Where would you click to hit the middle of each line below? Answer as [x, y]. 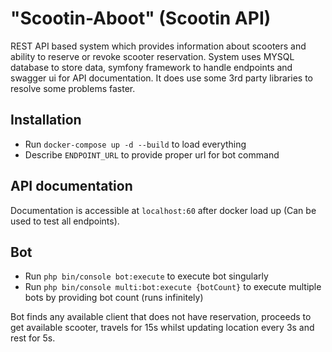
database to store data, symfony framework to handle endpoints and [151, 67]
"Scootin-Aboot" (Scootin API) [141, 18]
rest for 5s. [33, 338]
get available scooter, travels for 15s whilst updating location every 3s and [162, 328]
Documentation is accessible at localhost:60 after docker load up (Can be [163, 210]
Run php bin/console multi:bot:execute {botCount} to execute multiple [173, 287]
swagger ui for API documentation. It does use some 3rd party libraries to [161, 78]
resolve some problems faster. [73, 88]
